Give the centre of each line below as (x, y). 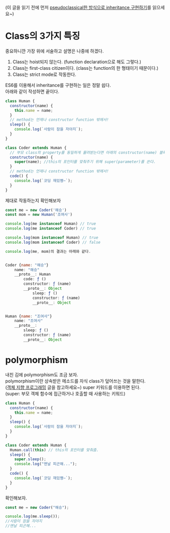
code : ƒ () (35, 279)
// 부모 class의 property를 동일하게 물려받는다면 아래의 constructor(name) (83, 152)
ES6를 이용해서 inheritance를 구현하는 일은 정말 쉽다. (58, 85)
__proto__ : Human (33, 275)
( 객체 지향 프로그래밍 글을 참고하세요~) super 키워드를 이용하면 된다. (73, 387)
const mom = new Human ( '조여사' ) (39, 215)
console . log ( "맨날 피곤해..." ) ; (46, 464)
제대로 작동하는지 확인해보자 (33, 200)
